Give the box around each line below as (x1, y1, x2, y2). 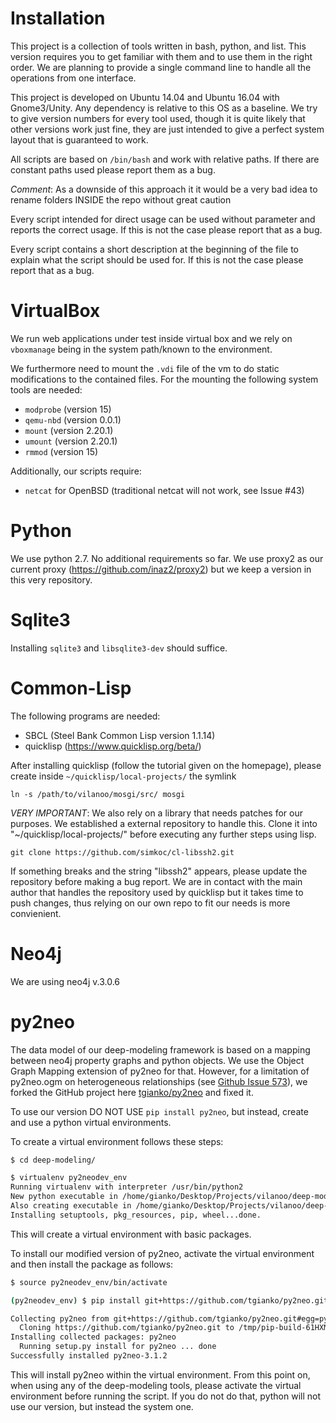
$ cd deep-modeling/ (10, 1155, 97, 1165)
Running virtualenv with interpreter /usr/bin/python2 (10, 1182, 244, 1192)
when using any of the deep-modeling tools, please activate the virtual (10, 1379, 302, 1391)
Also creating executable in (10, 1201, 132, 1211)
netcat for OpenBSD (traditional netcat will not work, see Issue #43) (24, 484, 305, 496)
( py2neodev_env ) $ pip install (10, 1295, 141, 1306)
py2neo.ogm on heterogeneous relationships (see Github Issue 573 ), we (10, 1075, 308, 1087)
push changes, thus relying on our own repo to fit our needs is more (10, 897, 291, 909)
